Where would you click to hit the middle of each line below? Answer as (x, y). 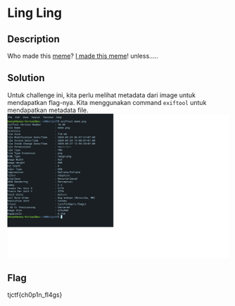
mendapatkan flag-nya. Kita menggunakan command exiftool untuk (107, 102)
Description (33, 39)
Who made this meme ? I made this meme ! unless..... (83, 56)
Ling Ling (34, 13)
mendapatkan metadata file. (48, 110)
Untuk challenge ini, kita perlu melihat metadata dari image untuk (101, 95)
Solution (26, 78)
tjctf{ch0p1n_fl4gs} (35, 295)
